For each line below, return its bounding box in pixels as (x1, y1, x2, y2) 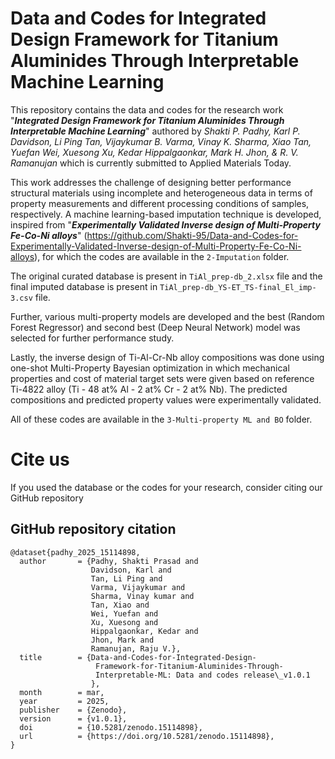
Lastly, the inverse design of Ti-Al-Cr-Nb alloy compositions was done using (10, 351, 325, 363)
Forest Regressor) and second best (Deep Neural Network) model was (10, 321, 301, 333)
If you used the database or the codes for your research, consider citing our (10, 481, 323, 493)
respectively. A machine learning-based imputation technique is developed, (10, 208, 322, 220)
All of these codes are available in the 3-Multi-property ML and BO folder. (10, 413, 313, 425)
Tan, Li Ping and (90, 573, 163, 584)
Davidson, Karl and (90, 565, 172, 575)
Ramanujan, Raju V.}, (90, 643, 182, 654)
